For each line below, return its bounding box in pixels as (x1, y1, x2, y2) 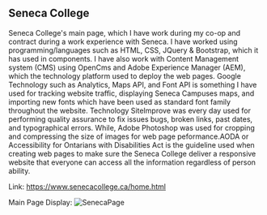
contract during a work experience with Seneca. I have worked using (8, 37, 238, 46)
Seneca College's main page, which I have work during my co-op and (8, 28, 241, 37)
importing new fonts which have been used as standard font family (8, 97, 231, 106)
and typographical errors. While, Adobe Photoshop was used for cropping (8, 123, 255, 132)
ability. (8, 166, 31, 175)
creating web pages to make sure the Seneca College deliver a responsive (8, 148, 256, 158)
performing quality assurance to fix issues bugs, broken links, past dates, (8, 114, 253, 124)
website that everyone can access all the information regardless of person (8, 157, 256, 167)
